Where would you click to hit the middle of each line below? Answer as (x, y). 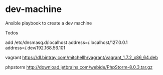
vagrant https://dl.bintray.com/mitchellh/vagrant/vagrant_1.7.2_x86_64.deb (81, 57)
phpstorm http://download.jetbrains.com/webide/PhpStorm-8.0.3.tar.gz (79, 67)
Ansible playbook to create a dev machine (49, 23)
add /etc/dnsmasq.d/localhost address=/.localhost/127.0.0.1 (66, 42)
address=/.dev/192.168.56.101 (35, 47)
